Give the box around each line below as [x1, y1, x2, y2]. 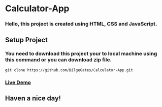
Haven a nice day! [5, 94, 61, 103]
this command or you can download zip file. [5, 56, 112, 63]
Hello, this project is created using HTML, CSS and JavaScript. [5, 21, 158, 27]
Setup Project [5, 35, 48, 44]
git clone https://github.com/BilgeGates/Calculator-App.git [5, 67, 133, 73]
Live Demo [5, 79, 31, 86]
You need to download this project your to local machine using [5, 50, 158, 57]
